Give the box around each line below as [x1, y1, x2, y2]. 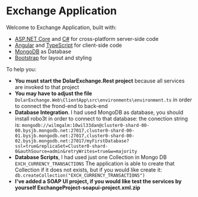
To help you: [6, 65, 37, 72]
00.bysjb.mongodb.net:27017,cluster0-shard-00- [14, 128, 135, 134]
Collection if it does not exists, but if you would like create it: [14, 166, 162, 173]
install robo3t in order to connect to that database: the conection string [14, 115, 189, 122]
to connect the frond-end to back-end [14, 102, 108, 109]
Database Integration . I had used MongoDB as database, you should [14, 109, 184, 116]
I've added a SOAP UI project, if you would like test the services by [14, 177, 182, 185]
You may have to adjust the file [14, 90, 92, 97]
